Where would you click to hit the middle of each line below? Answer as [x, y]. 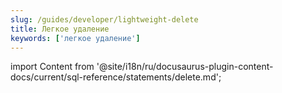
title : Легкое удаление [60, 29]
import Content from [52, 67]
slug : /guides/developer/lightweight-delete [104, 19]
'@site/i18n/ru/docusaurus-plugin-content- [185, 67]
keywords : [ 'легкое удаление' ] [75, 38]
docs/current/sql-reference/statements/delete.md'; [116, 77]
